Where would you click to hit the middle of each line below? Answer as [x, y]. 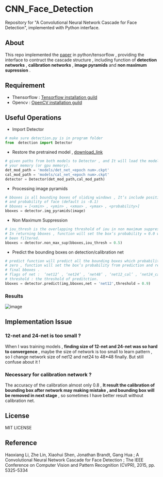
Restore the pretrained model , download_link [57, 152]
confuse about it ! [23, 362]
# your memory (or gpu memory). [38, 165]
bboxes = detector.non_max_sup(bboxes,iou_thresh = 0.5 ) [64, 243]
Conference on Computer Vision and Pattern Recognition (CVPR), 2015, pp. [80, 465]
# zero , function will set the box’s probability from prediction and [79, 266]
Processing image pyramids [40, 188]
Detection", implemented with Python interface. [52, 27]
